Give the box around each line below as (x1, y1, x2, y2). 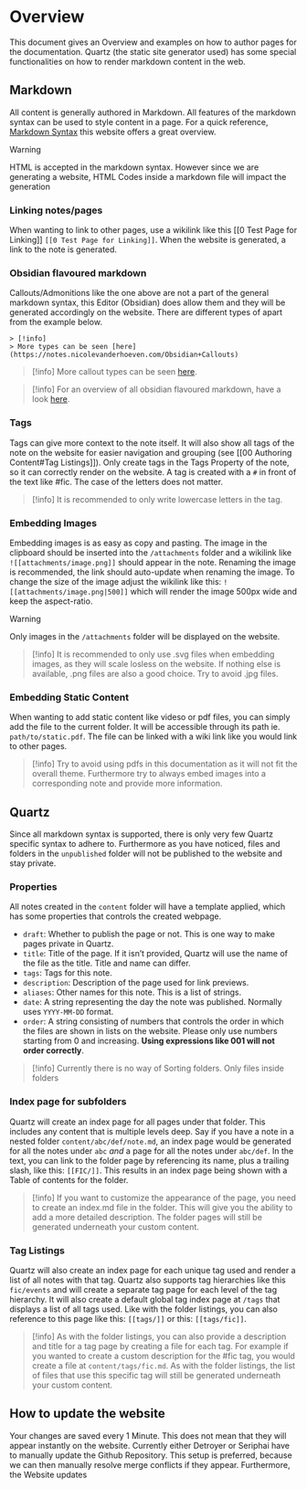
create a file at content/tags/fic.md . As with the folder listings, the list (31, 1359, 295, 1371)
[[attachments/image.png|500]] (9, 587, 129, 597)
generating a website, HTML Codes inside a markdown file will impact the (9, 171, 287, 182)
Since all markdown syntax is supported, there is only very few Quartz (9, 829, 274, 840)
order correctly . (22, 1045, 85, 1056)
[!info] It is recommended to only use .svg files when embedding (31, 649, 275, 660)
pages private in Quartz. (22, 938, 114, 949)
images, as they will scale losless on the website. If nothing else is (31, 658, 281, 669)
